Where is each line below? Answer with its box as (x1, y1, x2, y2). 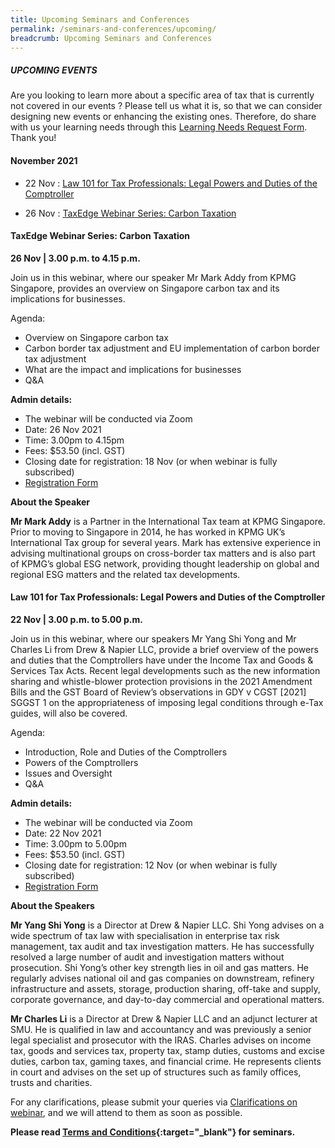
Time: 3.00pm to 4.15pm (24, 434, 125, 446)
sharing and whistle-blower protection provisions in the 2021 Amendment (10, 675, 313, 687)
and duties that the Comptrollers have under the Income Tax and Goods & (10, 654, 314, 666)
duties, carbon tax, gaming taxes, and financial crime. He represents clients (10, 1055, 322, 1067)
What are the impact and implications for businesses (24, 363, 242, 375)
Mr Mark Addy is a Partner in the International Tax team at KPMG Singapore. (10, 515, 326, 527)
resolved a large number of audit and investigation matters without (10, 951, 285, 963)
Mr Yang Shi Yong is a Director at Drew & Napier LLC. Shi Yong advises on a (10, 919, 325, 931)
